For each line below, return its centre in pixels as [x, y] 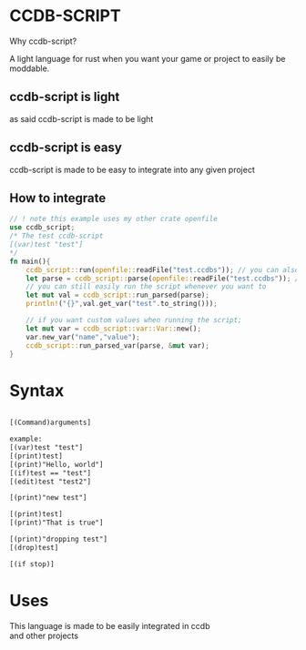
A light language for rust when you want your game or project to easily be [148, 58]
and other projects [44, 635]
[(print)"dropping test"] [58, 539]
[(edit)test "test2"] [51, 482]
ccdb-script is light [65, 97]
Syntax [37, 390]
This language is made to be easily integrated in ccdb [110, 625]
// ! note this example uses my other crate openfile [114, 219]
